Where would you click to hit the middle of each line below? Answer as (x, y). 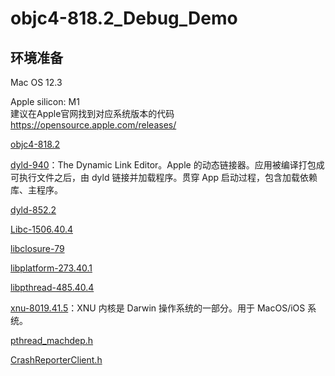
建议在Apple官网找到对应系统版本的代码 (92, 113)
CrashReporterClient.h (56, 360)
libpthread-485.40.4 (52, 287)
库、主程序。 (36, 190)
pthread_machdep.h (52, 340)
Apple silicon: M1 (45, 101)
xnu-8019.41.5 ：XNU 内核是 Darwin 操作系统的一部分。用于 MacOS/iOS (158, 308)
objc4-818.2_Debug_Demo (124, 18)
